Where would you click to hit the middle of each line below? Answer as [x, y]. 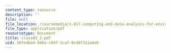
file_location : [21, 24]
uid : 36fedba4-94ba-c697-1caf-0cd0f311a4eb [52, 43]
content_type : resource [31, 10]
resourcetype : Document [31, 33]
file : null [17, 19]
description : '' [22, 15]
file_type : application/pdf [35, 29]
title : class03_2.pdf [28, 38]
